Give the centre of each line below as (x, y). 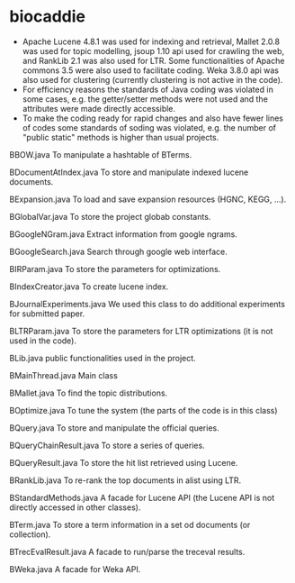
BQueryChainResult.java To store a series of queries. (107, 445)
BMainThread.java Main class (64, 375)
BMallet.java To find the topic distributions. (89, 393)
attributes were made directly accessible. (99, 108)
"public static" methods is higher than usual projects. (121, 137)
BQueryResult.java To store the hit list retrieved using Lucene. (124, 462)
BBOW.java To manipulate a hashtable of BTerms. (101, 154)
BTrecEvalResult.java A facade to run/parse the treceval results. (127, 551)
